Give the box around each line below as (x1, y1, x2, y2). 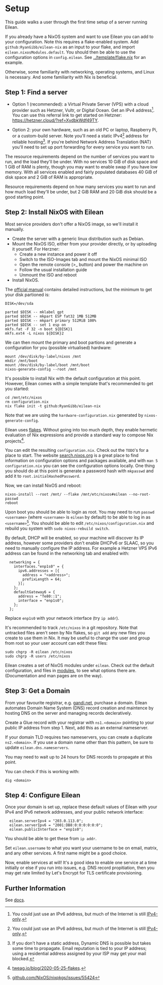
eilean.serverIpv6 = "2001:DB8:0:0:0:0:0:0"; (9, 823, 103, 828)
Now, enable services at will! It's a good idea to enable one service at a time (5, 860, 157, 866)
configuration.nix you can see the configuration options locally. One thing (5, 463, 155, 469)
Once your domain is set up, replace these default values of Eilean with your (5, 804, 158, 810)
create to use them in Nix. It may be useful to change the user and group (5, 635, 150, 641)
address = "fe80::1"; (17, 594, 62, 599)
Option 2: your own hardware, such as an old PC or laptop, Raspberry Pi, (12, 127, 158, 133)
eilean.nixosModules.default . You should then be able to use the (5, 49, 136, 55)
